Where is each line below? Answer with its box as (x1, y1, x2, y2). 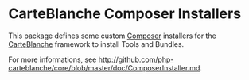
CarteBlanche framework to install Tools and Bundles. (8, 39, 185, 48)
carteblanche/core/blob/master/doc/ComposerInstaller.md (8, 63, 200, 72)
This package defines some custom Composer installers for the (8, 31, 216, 40)
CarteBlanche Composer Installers (8, 5, 241, 23)
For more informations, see (8, 55, 97, 64)
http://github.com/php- (98, 55, 174, 64)
